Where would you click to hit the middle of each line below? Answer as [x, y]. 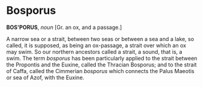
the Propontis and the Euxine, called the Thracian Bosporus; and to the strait [101, 65]
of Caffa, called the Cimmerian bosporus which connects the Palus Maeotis [101, 71]
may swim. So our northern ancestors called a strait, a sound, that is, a [95, 51]
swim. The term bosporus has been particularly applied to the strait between [102, 58]
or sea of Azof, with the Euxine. [45, 77]
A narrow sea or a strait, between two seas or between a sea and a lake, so [100, 39]
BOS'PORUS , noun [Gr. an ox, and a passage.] [64, 27]
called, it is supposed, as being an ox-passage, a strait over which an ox [96, 45]
